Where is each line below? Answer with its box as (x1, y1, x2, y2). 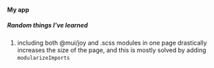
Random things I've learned (7, 21, 88, 30)
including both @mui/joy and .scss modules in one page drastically (17, 38, 208, 47)
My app (7, 5, 30, 14)
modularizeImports (17, 54, 70, 61)
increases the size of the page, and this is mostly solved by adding (17, 45, 206, 54)
